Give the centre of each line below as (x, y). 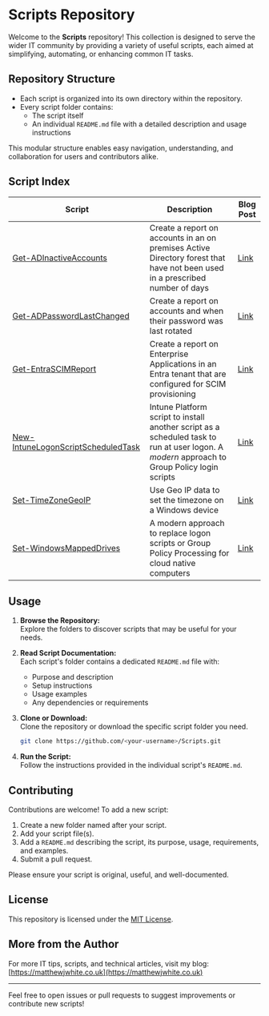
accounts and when (187, 311)
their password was (187, 320)
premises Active (180, 247)
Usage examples (60, 694)
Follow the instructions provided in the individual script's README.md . (131, 765)
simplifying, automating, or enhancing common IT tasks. (101, 54)
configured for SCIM (188, 384)
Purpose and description (72, 677)
